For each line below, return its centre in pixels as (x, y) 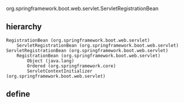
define (18, 94)
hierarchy (24, 27)
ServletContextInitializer (60, 71)
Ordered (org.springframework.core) (72, 66)
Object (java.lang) (51, 61)
